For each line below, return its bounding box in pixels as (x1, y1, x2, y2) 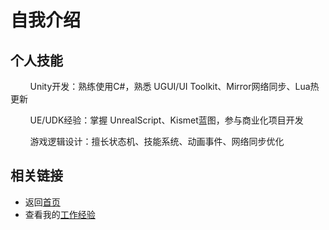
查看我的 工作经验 (24, 208, 96, 220)
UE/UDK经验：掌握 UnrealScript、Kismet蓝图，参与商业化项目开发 (29, 114, 304, 126)
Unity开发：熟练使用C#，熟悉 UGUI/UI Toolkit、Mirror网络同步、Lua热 (29, 81, 320, 92)
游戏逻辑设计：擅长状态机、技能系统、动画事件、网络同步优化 (29, 136, 285, 147)
